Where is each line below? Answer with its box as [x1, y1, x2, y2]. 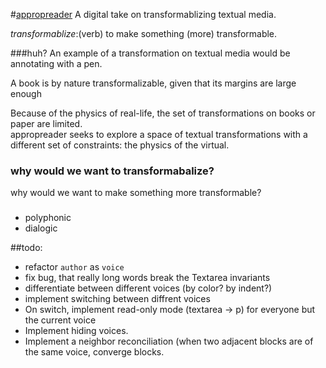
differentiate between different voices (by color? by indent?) [24, 282, 273, 294]
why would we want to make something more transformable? [10, 187, 262, 199]
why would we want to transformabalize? [10, 164, 215, 178]
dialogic [24, 222, 58, 234]
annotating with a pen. [10, 58, 103, 69]
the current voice [24, 314, 97, 326]
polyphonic [24, 212, 72, 224]
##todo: [10, 242, 43, 254]
